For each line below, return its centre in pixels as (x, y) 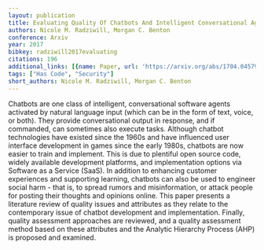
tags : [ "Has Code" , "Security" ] (61, 74)
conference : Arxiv (38, 37)
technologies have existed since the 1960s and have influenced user (119, 137)
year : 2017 (26, 45)
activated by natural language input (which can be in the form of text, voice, (131, 112)
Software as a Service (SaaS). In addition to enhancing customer (113, 171)
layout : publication (42, 15)
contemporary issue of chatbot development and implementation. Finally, (126, 212)
